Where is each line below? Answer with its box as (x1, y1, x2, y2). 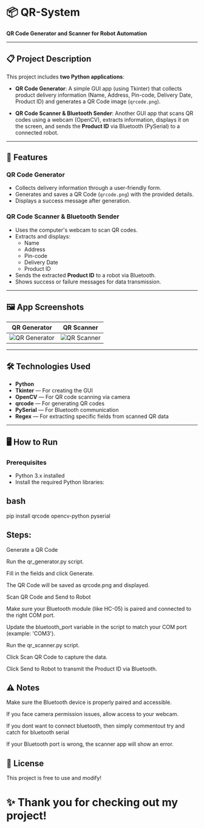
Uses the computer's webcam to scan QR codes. (15, 226, 138, 234)
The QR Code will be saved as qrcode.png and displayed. (6, 581, 150, 588)
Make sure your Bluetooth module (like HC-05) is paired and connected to (6, 605, 191, 612)
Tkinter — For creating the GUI (15, 387, 93, 394)
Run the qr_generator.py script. (6, 558, 84, 565)
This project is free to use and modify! (6, 774, 102, 782)
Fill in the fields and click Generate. (6, 569, 94, 577)
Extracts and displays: (15, 232, 71, 240)
